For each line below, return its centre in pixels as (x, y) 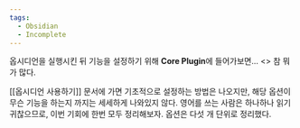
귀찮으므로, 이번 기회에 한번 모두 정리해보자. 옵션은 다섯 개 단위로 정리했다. (141, 114)
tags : (19, 18)
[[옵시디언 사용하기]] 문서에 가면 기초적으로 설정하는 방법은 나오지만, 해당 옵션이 (150, 92)
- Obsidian (38, 26)
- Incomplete (42, 34)
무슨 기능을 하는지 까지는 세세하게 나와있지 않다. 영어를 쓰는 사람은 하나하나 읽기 (150, 103)
